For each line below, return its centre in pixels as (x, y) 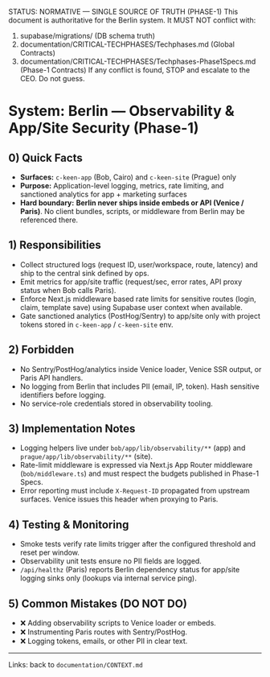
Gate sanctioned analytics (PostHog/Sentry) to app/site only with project (140, 316)
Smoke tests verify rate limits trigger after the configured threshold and (137, 544)
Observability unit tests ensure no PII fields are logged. (111, 561)
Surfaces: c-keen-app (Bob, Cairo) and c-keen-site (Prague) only (128, 177)
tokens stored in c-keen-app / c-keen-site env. (97, 324)
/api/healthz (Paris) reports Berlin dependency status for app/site (130, 570)
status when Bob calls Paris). (68, 290)
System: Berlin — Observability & (121, 111)
